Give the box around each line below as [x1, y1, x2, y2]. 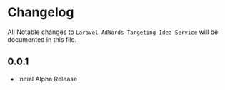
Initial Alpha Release [17, 74, 78, 83]
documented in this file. [7, 35, 77, 43]
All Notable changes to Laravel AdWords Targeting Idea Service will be [7, 28, 219, 36]
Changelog [7, 4, 74, 21]
